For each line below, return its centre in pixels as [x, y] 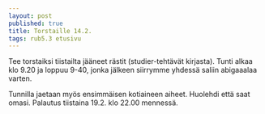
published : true [36, 23]
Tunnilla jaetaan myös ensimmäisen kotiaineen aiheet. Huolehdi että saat [129, 95]
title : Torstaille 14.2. [50, 31]
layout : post [30, 16]
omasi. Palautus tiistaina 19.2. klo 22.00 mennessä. [93, 103]
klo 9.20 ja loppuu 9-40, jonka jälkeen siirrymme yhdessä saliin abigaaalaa [133, 70]
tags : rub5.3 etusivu [45, 38]
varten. [20, 78]
